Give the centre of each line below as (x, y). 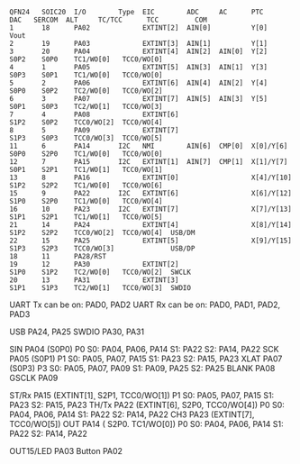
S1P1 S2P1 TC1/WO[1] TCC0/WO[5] (86, 217)
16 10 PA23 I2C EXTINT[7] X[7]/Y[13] (151, 209)
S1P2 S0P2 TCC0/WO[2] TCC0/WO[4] (86, 123)
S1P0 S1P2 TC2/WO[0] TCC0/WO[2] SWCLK (100, 272)
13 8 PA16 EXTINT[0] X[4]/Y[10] (151, 177)
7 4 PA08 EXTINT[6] (94, 114)
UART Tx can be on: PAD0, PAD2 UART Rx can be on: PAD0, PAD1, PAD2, (145, 305)
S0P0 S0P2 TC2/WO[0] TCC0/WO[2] (86, 91)
